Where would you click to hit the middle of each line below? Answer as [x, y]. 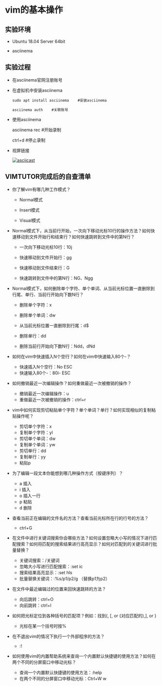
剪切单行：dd [33, 451]
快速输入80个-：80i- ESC [45, 373]
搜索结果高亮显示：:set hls [46, 572]
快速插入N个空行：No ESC [46, 367]
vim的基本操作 [34, 10]
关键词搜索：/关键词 [39, 560]
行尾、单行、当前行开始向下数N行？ [48, 294]
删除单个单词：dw [37, 315]
